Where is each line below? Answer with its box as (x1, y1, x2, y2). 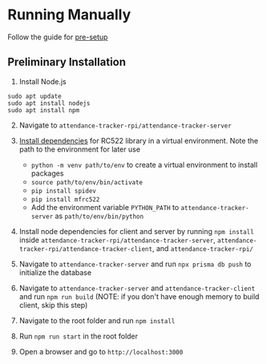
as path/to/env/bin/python (55, 211, 144, 220)
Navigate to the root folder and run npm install (18, 315, 176, 326)
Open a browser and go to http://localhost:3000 (18, 346, 184, 356)
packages (30, 168, 64, 178)
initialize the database (18, 267, 92, 277)
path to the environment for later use (18, 144, 141, 154)
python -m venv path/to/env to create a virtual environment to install (30, 160, 258, 169)
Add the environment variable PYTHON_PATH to (30, 202, 180, 212)
